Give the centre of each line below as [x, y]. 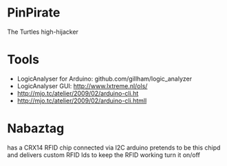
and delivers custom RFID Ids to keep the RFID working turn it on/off [104, 155]
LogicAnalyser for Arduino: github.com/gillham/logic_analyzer [105, 79]
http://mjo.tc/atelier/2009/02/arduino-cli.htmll [82, 101]
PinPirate [34, 13]
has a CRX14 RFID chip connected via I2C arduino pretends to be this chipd [114, 147]
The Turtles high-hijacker [43, 32]
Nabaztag [36, 128]
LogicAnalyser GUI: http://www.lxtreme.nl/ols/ [82, 86]
